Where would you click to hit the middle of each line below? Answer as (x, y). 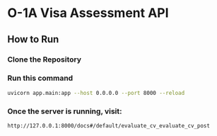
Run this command (40, 78)
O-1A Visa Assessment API (88, 13)
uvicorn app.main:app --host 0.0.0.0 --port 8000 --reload (96, 93)
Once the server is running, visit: (65, 111)
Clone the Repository (45, 59)
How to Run (33, 39)
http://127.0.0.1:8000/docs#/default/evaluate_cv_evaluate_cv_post (109, 125)
